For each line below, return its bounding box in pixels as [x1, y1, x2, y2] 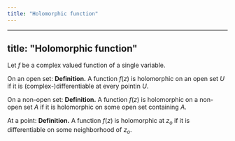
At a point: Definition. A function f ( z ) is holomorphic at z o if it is [7, 117, 190, 126]
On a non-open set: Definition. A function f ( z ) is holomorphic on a [7, 96, 198, 104]
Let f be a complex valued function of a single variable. [7, 61, 166, 70]
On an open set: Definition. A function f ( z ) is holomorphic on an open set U [7, 75, 225, 83]
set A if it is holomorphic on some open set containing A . [23, 103, 187, 112]
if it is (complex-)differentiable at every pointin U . [7, 82, 149, 91]
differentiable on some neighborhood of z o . [7, 126, 132, 136]
